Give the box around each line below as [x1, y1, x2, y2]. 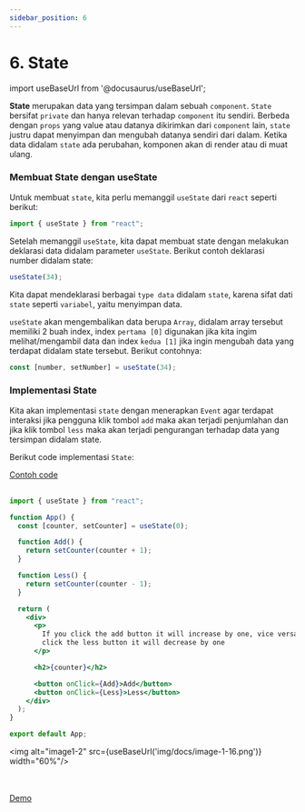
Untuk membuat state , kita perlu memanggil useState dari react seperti [9, 192, 277, 203]
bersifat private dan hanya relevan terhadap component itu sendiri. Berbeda [9, 110, 290, 121]
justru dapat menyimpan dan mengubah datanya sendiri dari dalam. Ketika [9, 129, 288, 140]
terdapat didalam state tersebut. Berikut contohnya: [9, 345, 202, 356]
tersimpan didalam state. [9, 434, 103, 445]
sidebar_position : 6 [9, 13, 88, 23]
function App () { [9, 513, 75, 522]
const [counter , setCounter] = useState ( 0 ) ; [17, 521, 189, 530]
